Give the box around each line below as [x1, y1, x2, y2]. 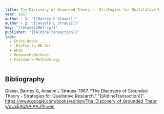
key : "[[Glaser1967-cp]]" [5, 25, 58, 30]
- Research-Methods [9, 52, 49, 57]
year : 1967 [5, 12, 27, 17]
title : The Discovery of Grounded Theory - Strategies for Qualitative [5, 7, 156, 12]
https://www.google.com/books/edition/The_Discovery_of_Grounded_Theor [5, 98, 157, 104]
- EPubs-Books [9, 39, 38, 44]
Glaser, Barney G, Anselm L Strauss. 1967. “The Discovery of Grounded [5, 88, 148, 94]
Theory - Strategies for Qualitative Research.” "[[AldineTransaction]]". [5, 93, 145, 99]
